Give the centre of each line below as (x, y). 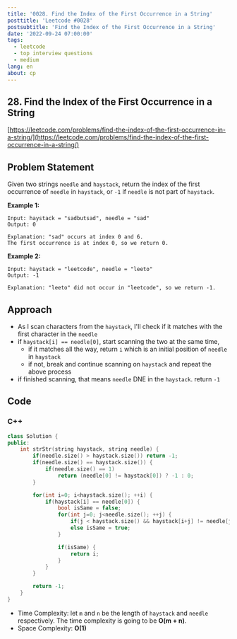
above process (50, 372)
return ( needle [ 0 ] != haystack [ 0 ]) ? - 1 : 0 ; (126, 476)
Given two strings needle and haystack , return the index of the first (104, 184)
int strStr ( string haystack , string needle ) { (90, 449)
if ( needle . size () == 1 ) (80, 469)
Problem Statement (51, 167)
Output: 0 (22, 225)
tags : (15, 40)
